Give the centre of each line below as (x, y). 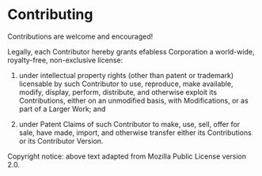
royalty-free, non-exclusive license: (65, 60)
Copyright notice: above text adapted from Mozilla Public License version (127, 156)
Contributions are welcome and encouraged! (80, 36)
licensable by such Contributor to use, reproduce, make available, (126, 84)
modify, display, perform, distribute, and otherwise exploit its (118, 92)
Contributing (50, 15)
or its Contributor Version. (61, 140)
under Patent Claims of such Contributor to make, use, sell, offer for (129, 124)
